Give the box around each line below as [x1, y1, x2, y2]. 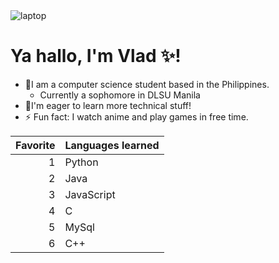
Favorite [15, 138, 56, 152]
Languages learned [64, 138, 160, 152]
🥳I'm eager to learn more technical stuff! [24, 99, 192, 111]
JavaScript [64, 187, 116, 201]
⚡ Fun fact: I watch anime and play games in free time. [24, 110, 249, 123]
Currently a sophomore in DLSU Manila [39, 89, 201, 101]
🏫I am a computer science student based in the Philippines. [24, 78, 270, 90]
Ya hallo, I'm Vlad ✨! [10, 45, 182, 68]
